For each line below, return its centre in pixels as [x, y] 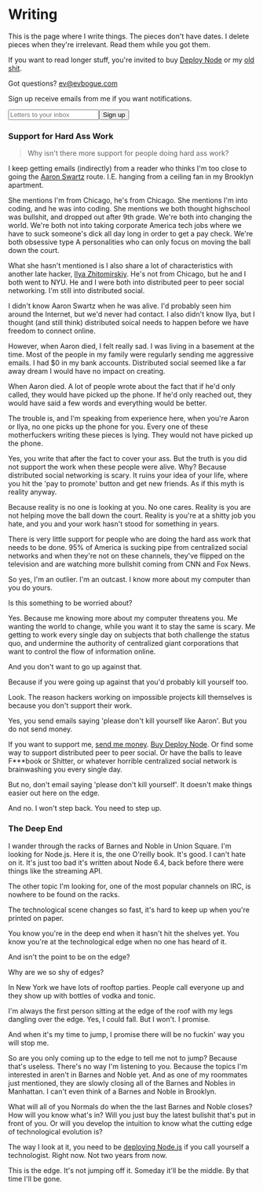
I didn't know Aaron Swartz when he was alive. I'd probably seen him [120, 306]
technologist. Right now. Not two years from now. [88, 1155]
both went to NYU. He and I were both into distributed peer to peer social [126, 282]
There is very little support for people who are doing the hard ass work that [130, 539]
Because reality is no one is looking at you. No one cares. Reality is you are [130, 508]
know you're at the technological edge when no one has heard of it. [117, 941]
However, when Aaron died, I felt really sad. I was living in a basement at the [131, 346]
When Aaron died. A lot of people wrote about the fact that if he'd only [122, 387]
